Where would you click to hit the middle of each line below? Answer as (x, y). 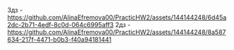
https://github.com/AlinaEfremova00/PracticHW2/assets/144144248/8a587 (117, 32)
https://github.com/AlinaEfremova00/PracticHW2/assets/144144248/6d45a (117, 17)
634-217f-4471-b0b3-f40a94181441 (59, 40)
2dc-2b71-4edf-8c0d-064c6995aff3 (61, 25)
